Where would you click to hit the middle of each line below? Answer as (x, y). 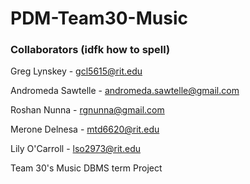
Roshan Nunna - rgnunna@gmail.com (87, 110)
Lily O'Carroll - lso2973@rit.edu (75, 149)
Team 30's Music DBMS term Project (86, 168)
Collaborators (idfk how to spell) (90, 50)
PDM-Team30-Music (99, 18)
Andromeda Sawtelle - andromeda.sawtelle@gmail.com (125, 91)
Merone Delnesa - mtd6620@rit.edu (85, 129)
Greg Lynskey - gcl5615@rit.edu (76, 71)
